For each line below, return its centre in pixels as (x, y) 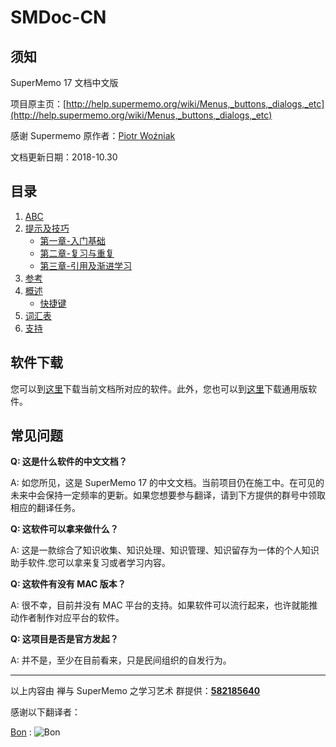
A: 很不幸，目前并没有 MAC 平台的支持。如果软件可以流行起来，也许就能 (160, 605)
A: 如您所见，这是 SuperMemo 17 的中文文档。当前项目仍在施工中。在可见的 (167, 483)
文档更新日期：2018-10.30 (64, 157)
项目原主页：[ (38, 104)
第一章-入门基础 (73, 240)
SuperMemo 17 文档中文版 (64, 82)
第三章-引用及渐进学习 (86, 265)
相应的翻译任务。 (45, 508)
